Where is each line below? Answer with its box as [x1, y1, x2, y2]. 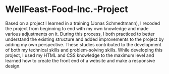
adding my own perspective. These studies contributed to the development [5, 41, 161, 47]
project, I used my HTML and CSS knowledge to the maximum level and [5, 52, 154, 58]
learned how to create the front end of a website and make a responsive [5, 57, 155, 63]
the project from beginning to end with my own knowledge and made [5, 25, 149, 31]
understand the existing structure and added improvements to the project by [5, 36, 164, 42]
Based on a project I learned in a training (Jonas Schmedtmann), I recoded [5, 20, 160, 26]
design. [5, 63, 21, 69]
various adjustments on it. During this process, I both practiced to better [5, 31, 155, 37]
